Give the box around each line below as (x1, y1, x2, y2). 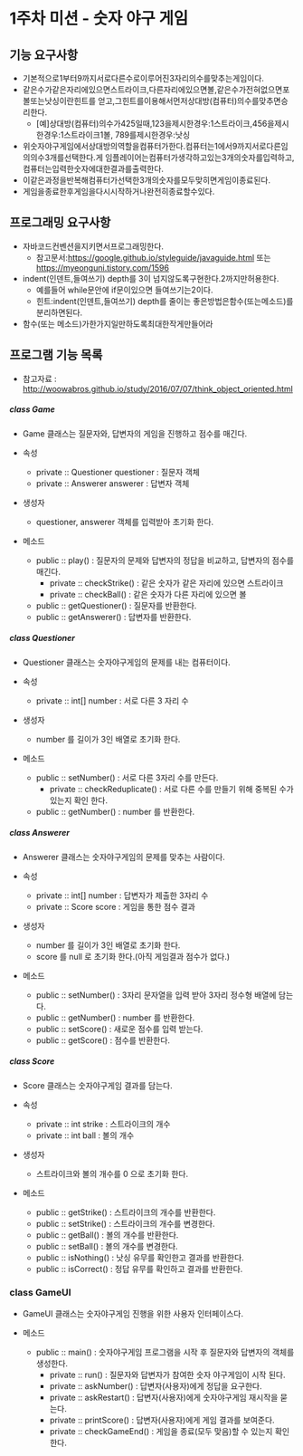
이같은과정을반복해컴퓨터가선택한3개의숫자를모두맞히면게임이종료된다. (22, 175, 271, 186)
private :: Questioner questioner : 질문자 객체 (35, 466, 201, 477)
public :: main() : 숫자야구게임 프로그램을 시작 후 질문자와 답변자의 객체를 (35, 1346, 295, 1357)
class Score (9, 1056, 55, 1067)
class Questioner (9, 633, 75, 644)
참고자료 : (22, 373, 57, 384)
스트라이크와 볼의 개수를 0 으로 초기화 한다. (35, 1168, 188, 1179)
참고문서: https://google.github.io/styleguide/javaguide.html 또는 (35, 252, 271, 263)
